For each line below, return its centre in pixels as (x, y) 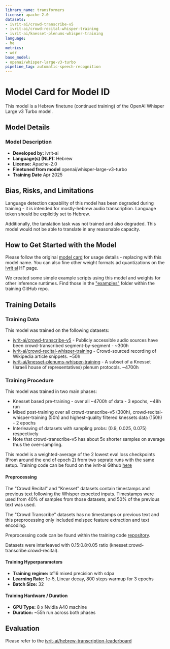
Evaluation (22, 628)
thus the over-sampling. (38, 445)
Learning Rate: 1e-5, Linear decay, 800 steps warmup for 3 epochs (83, 579)
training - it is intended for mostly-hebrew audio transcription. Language (81, 208)
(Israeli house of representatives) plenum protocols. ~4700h (76, 368)
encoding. (16, 525)
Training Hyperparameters (34, 562)
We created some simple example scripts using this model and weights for (83, 278)
